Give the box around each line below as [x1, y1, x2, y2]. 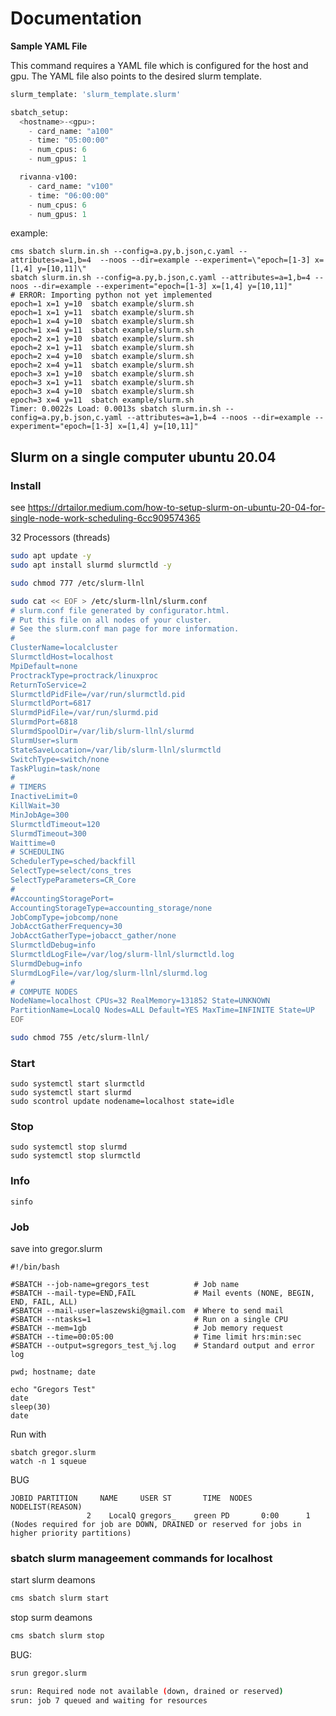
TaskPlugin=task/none [10, 763, 101, 774]
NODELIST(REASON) [10, 1502, 83, 1512]
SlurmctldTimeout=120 [10, 819, 101, 829]
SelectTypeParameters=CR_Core [10, 875, 137, 885]
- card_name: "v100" [28, 181, 114, 191]
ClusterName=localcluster [10, 643, 118, 653]
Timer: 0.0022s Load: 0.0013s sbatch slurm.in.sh [10, 404, 222, 414]
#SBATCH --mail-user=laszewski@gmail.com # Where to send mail [10, 1306, 284, 1316]
